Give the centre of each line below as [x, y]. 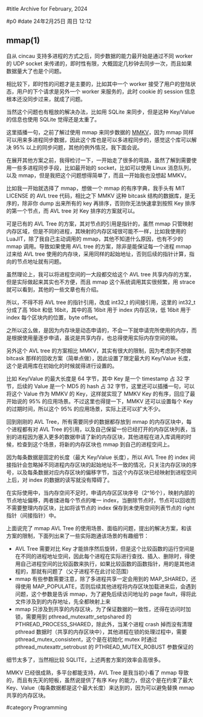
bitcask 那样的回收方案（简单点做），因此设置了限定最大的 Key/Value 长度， [100, 358]
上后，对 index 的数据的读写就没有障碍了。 [60, 479]
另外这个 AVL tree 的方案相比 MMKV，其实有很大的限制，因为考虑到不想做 [99, 351]
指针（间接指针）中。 [33, 515]
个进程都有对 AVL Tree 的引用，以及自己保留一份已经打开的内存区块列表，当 [101, 429]
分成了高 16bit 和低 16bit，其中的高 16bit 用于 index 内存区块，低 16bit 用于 [99, 310]
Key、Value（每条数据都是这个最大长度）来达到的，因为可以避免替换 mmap [101, 687]
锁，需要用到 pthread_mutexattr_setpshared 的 [73, 617]
